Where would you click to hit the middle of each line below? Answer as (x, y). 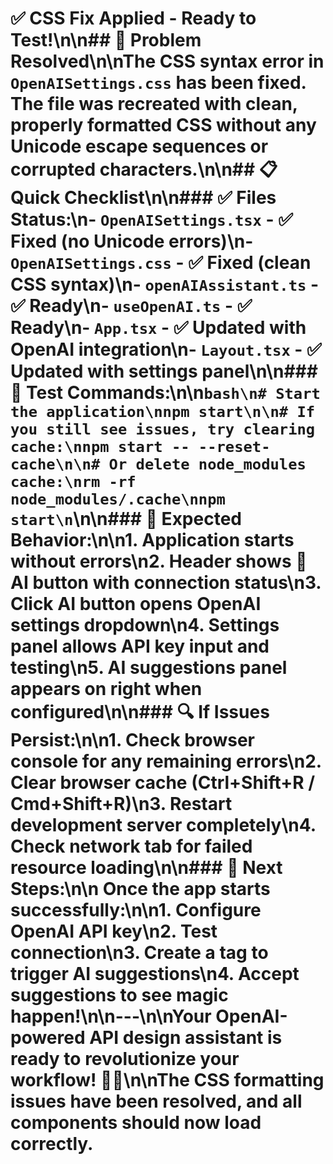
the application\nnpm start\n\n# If (163, 412)
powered (48, 1038)
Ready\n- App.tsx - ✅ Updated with (158, 328)
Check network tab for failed (131, 846)
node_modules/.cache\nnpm (118, 499)
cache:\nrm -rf (73, 482)
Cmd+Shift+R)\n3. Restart (121, 804)
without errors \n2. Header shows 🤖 (159, 561)
